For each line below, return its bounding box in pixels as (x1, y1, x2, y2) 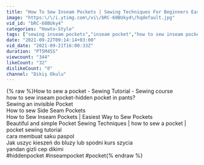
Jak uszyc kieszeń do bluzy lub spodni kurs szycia (6, 139, 133, 146)
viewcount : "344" (6, 54, 50, 60)
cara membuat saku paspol (6, 133, 75, 140)
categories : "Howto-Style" (6, 25, 75, 32)
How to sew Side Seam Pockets (6, 107, 86, 114)
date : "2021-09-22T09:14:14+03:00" (6, 37, 97, 43)
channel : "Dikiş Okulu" (6, 71, 67, 77)
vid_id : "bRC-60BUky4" (6, 20, 64, 26)
